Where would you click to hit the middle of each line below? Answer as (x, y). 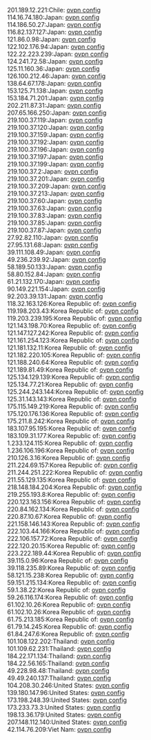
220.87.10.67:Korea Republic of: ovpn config (70, 516)
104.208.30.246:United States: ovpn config (68, 685)
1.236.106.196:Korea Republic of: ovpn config (71, 450)
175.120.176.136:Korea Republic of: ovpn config (73, 414)
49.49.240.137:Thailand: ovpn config (59, 678)
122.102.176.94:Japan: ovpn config (56, 47)
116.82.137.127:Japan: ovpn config (54, 32)
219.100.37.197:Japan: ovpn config (55, 157)
